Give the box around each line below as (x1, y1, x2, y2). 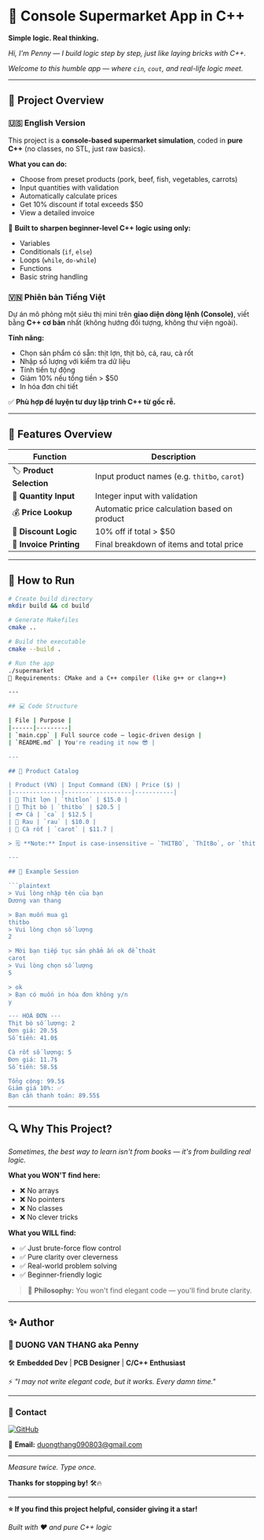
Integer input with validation (95, 490, 198, 501)
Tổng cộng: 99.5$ (8, 1077, 65, 1085)
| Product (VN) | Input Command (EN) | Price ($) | (8, 781, 181, 789)
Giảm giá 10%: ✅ (8, 1085, 63, 1093)
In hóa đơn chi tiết (19, 381, 79, 391)
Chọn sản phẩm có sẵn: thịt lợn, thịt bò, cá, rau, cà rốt (19, 348, 194, 358)
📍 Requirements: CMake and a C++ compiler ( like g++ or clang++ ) (8, 674, 226, 682)
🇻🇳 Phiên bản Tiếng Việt (8, 291, 106, 302)
